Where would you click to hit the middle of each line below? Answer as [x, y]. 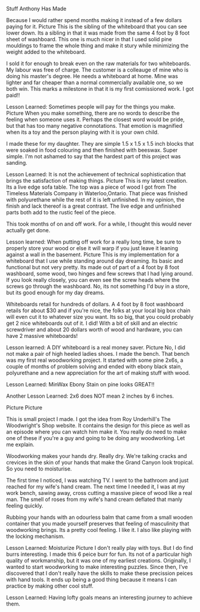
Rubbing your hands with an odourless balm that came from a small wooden [100, 517]
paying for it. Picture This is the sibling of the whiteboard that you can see [97, 27]
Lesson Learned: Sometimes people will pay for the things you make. [91, 107]
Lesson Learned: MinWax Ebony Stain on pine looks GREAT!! [80, 384]
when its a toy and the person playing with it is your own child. [82, 132]
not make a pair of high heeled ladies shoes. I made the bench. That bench [98, 354]
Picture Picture [24, 408]
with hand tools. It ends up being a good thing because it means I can [92, 579]
